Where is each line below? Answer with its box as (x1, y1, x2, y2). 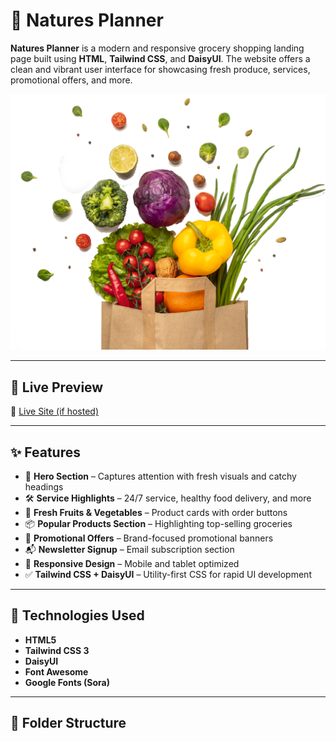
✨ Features (10, 444, 81, 461)
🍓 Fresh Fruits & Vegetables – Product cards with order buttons (24, 507, 288, 519)
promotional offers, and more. (10, 74, 133, 86)
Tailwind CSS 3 (24, 644, 90, 656)
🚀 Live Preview (10, 379, 104, 396)
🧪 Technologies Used (10, 607, 145, 624)
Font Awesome (24, 665, 89, 678)
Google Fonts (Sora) (24, 676, 111, 688)
